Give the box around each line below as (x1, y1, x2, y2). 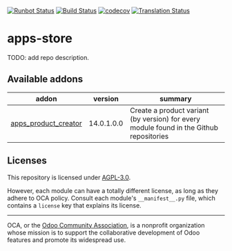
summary (159, 94, 192, 103)
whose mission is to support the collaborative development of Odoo (7, 228, 200, 237)
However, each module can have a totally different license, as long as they (7, 186, 219, 194)
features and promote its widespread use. (7, 235, 126, 244)
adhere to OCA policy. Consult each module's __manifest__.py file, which (7, 194, 215, 202)
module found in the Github (130, 123, 219, 132)
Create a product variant (130, 106, 209, 115)
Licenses (7, 155, 47, 167)
